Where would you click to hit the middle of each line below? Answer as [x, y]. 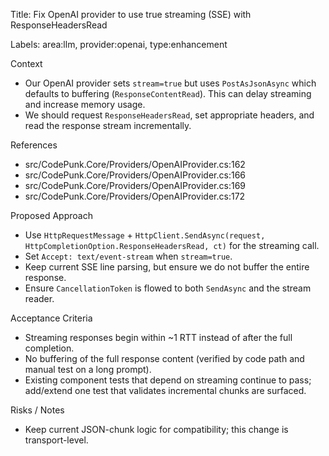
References [34, 145]
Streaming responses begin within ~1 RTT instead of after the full [158, 337]
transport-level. [56, 440]
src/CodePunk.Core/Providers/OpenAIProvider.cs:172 [135, 196]
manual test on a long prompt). [88, 369]
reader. [39, 298]
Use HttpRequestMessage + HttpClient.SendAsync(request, [145, 235]
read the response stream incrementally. [108, 125]
